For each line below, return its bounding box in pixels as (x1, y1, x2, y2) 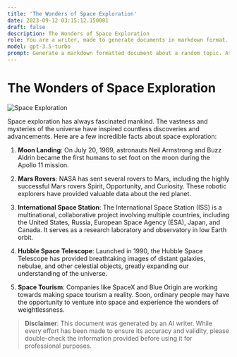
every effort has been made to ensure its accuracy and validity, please (24, 326, 229, 335)
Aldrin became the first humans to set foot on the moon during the (17, 153, 210, 162)
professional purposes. (24, 341, 92, 350)
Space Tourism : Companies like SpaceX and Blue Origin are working (17, 283, 218, 291)
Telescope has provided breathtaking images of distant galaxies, (17, 254, 206, 262)
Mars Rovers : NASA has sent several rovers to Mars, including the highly (17, 174, 230, 183)
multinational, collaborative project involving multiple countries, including (17, 210, 230, 219)
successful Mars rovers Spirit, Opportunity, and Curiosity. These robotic (17, 181, 227, 190)
